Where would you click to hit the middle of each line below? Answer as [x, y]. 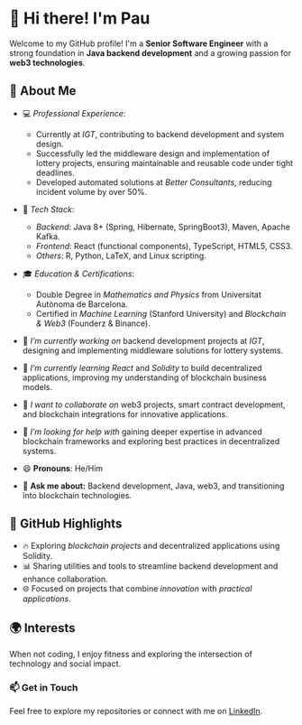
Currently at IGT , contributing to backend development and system [160, 134]
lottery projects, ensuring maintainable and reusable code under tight [165, 163]
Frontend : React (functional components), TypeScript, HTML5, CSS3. [164, 246]
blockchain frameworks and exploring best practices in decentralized [151, 441]
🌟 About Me [43, 91]
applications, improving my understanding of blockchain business [145, 377]
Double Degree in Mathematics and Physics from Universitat [148, 294]
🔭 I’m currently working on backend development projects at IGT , [143, 340]
